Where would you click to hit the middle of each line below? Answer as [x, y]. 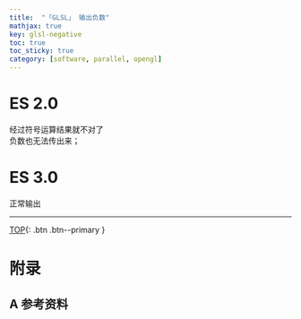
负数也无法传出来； [45, 141]
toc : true [28, 43]
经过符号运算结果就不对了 [56, 129]
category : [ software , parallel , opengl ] [86, 59]
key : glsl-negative [46, 34]
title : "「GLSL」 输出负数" [60, 17]
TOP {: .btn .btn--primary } [57, 229]
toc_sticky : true [42, 51]
